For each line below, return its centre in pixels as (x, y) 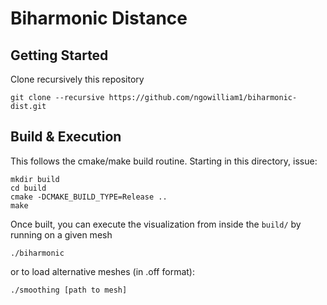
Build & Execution (66, 137)
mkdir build (35, 179)
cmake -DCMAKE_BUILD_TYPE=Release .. (89, 197)
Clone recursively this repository (77, 79)
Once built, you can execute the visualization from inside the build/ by (156, 224)
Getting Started (59, 55)
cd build (28, 188)
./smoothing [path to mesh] (69, 290)
